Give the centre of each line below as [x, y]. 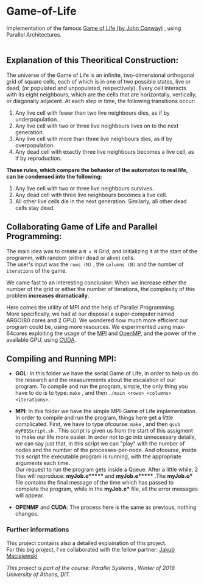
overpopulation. [35, 145]
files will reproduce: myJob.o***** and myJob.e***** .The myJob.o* [104, 476]
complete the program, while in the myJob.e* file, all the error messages [106, 489]
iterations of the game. [37, 270]
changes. [27, 514]
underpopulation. [37, 119]
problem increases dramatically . [48, 295]
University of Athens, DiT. [39, 574]
